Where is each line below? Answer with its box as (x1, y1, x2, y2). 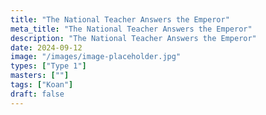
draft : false (10, 89, 65, 99)
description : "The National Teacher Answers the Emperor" (10, 33, 257, 43)
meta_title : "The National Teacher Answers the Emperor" (10, 24, 253, 34)
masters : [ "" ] (10, 71, 70, 81)
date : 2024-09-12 (10, 42, 83, 53)
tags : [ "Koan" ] (10, 80, 74, 90)
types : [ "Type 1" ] (10, 61, 87, 71)
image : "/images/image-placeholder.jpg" (10, 52, 182, 62)
